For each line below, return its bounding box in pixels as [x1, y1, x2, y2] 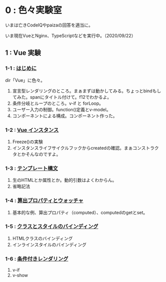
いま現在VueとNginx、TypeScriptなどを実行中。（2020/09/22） [5, 32, 136, 38]
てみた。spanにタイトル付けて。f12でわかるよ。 [12, 94, 112, 100]
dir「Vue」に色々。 [5, 77, 45, 83]
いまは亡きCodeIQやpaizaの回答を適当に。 [5, 22, 93, 28]
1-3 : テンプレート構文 [5, 165, 58, 172]
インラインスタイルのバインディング [12, 242, 87, 248]
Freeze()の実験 [12, 138, 43, 145]
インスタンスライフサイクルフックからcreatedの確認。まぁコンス [12, 145, 146, 151]
